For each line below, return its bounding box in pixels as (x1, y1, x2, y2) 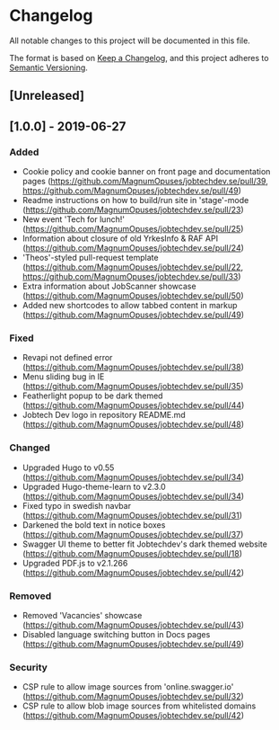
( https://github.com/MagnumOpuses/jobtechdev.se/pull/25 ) (22, 224, 244, 235)
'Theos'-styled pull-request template (22, 253, 159, 263)
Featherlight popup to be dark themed (22, 390, 163, 401)
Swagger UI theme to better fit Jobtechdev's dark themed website (22, 539, 267, 549)
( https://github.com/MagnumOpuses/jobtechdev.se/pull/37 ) (22, 529, 244, 539)
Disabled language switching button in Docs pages (22, 628, 211, 639)
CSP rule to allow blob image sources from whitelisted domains (22, 700, 257, 711)
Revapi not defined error (22, 352, 113, 363)
